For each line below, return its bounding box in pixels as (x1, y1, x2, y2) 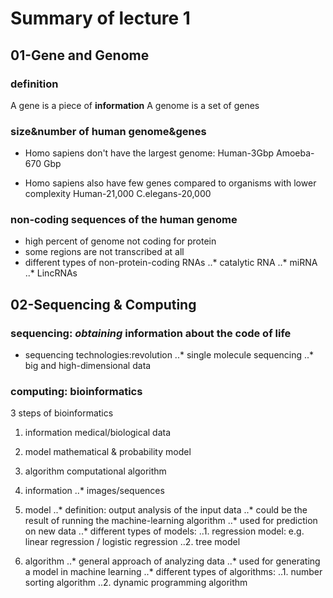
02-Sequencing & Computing (10, 296, 197, 313)
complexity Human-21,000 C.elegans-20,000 (24, 188, 212, 200)
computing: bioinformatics (10, 385, 143, 399)
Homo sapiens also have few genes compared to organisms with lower (24, 177, 317, 189)
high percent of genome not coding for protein (24, 235, 217, 247)
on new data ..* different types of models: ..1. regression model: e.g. (24, 525, 305, 537)
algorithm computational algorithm (24, 465, 167, 477)
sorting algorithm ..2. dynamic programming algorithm (24, 577, 248, 589)
